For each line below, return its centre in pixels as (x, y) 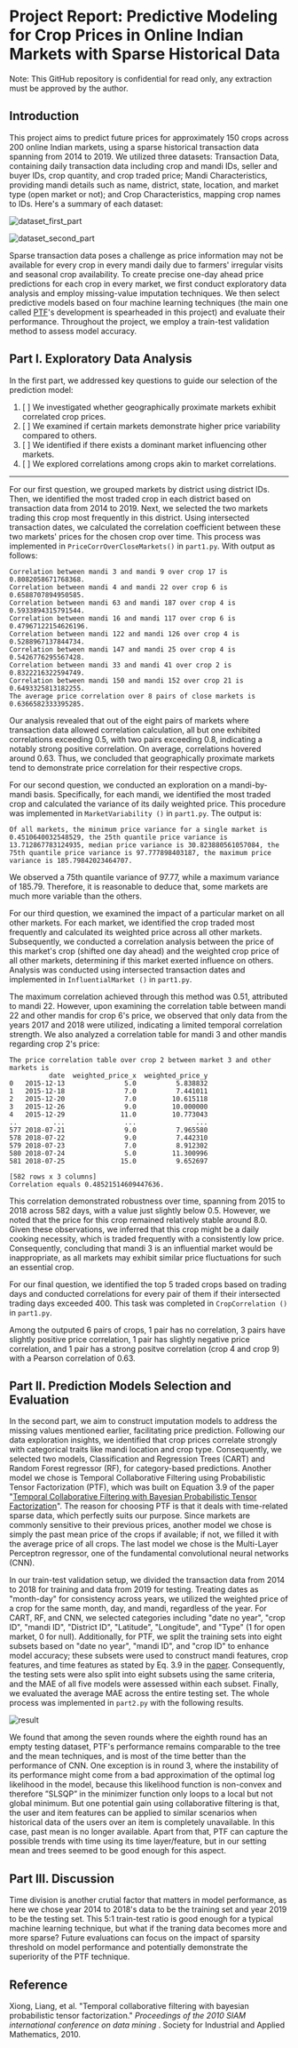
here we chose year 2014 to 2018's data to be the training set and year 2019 (148, 1909)
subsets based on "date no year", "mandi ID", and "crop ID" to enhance (139, 1646)
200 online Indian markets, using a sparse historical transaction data (134, 147)
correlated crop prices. (64, 416)
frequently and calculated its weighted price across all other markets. (136, 932)
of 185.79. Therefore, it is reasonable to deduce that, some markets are (139, 886)
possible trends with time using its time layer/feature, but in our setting (138, 1841)
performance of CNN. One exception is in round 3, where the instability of (144, 1765)
